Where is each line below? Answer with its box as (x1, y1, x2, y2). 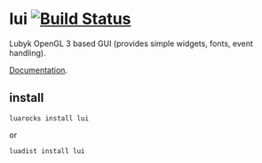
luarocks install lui (9, 113, 90, 123)
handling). (9, 47, 46, 58)
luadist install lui (9, 146, 86, 155)
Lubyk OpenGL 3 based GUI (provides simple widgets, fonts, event (9, 38, 253, 49)
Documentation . (9, 65, 68, 75)
